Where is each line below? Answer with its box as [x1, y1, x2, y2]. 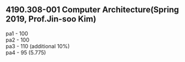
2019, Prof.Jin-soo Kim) [5, 14, 97, 24]
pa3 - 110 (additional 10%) [5, 42, 70, 49]
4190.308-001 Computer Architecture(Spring [5, 5, 180, 15]
